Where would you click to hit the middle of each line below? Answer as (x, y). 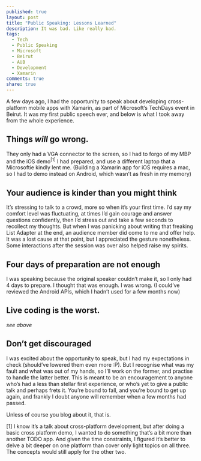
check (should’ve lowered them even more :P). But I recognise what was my (100, 364)
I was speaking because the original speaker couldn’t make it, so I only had (99, 279)
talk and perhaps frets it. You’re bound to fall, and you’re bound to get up (96, 390)
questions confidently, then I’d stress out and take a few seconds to (90, 220)
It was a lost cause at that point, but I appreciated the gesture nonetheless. (99, 239)
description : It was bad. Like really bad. (61, 29)
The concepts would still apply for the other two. (66, 451)
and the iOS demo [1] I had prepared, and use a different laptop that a (91, 161)
